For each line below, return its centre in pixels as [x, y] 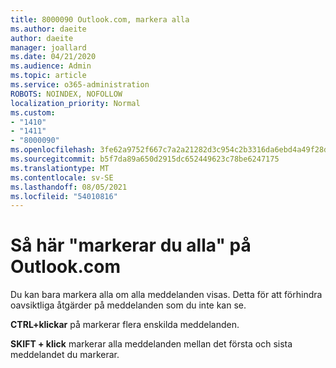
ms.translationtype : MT [60, 168]
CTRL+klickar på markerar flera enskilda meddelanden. [125, 325]
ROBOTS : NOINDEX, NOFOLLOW [66, 94]
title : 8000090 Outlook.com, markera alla [100, 19]
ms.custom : [33, 112]
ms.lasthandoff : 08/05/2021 [69, 187]
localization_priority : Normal [75, 103]
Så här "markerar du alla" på [131, 245]
